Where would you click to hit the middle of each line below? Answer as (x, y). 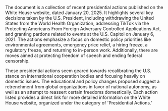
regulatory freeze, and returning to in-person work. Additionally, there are (81, 50)
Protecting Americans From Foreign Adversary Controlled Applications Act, (83, 29)
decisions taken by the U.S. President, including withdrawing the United (79, 18)
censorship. (18, 61)
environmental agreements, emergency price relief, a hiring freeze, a (76, 45)
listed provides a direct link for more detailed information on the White (78, 97)
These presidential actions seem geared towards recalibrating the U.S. (78, 71)
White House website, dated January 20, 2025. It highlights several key (79, 13)
